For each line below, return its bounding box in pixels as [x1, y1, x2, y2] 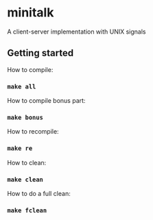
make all [7, 82, 36, 90]
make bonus [7, 113, 43, 121]
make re [7, 145, 33, 152]
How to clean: [7, 158, 47, 167]
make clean [7, 175, 43, 183]
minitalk [7, 5, 54, 21]
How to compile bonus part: [7, 97, 86, 105]
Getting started [7, 47, 74, 59]
